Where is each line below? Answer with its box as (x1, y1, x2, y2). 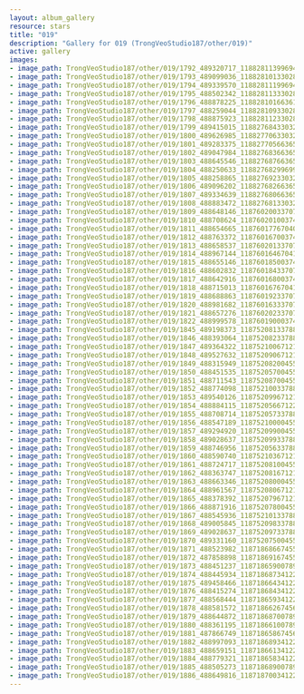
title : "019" (9, 30, 59, 39)
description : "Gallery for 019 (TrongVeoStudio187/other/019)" (9, 38, 253, 48)
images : (9, 55, 39, 64)
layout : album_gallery (9, 13, 95, 23)
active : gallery (9, 47, 71, 56)
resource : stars (9, 22, 71, 31)
